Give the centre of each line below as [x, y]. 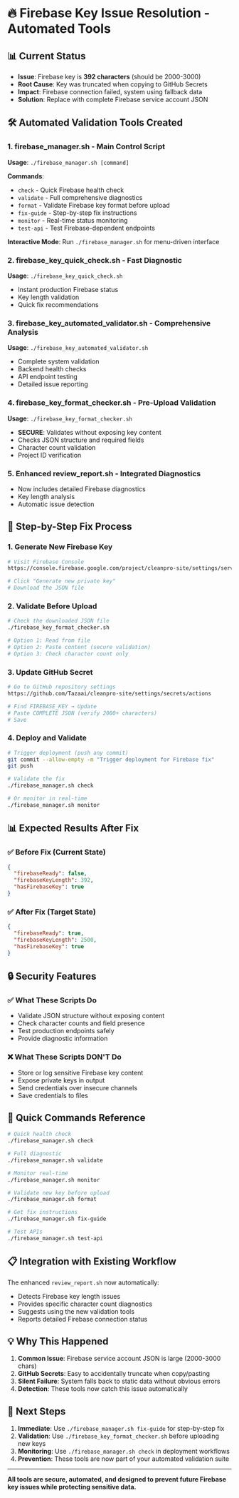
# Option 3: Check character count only [68, 654]
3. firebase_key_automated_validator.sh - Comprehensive [109, 323]
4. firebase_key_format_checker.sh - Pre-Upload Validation [112, 403]
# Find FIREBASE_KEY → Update [52, 706]
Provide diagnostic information [63, 1039]
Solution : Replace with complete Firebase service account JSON [113, 99]
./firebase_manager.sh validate [55, 1160]
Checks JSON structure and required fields [81, 440]
